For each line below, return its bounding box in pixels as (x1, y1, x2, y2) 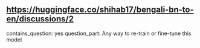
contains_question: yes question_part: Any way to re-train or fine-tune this (6, 30, 192, 37)
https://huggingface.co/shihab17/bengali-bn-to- (6, 5, 195, 15)
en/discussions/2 (6, 14, 74, 24)
